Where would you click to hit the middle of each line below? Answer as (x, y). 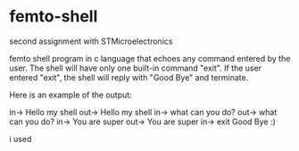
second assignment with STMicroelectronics (91, 41)
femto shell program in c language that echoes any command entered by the (150, 58)
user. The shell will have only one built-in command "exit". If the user (135, 68)
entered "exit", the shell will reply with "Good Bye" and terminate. (129, 77)
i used (21, 138)
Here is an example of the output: (71, 95)
